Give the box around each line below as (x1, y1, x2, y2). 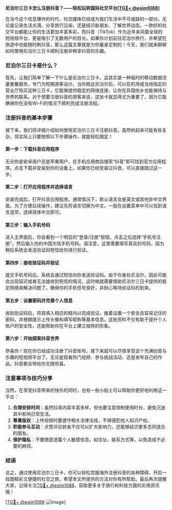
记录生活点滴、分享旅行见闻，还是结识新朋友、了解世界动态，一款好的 (14, 23, 162, 28)
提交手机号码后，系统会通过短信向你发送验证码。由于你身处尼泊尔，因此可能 (5, 272, 167, 278)
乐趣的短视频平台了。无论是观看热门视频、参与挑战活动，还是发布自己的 (5, 354, 158, 360)
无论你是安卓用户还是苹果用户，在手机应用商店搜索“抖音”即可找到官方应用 (5, 158, 162, 165)
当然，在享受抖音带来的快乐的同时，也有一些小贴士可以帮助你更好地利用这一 (5, 387, 167, 394)
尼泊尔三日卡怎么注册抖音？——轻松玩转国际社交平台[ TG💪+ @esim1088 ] (5, 5, 160, 11)
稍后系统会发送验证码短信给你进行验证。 (5, 247, 91, 253)
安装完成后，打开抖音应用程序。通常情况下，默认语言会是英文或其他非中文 (5, 196, 162, 202)
